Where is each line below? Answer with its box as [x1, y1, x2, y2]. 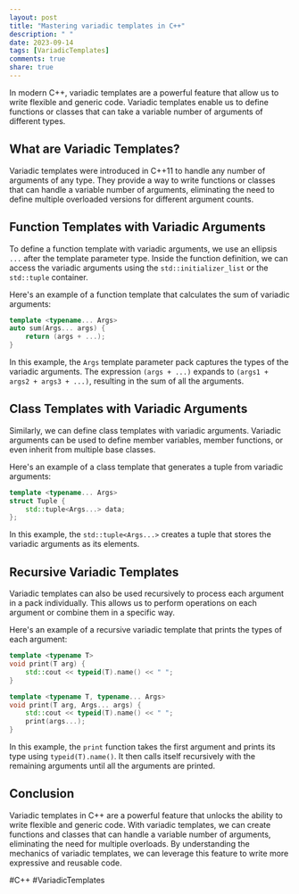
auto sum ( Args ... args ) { [9, 324, 105, 333]
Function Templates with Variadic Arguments [9, 219, 266, 235]
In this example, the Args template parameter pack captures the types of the [9, 357, 289, 367]
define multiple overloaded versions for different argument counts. [9, 194, 254, 204]
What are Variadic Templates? [9, 142, 180, 157]
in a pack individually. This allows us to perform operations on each [9, 598, 257, 608]
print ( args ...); [25, 717, 87, 726]
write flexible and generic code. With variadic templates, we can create [9, 819, 271, 830]
